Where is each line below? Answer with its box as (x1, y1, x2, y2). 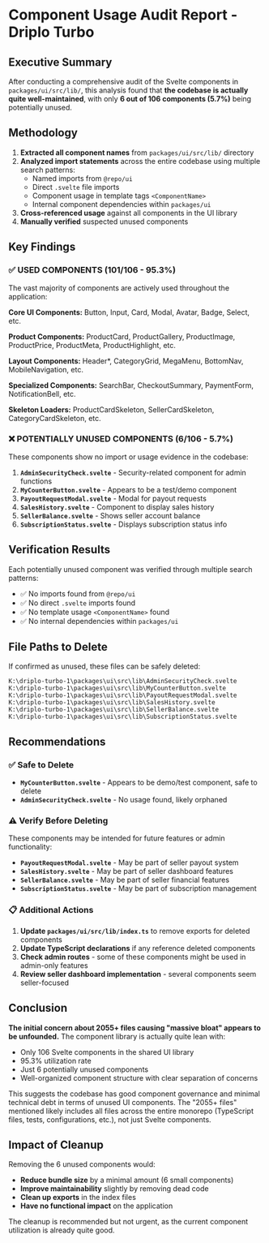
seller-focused (19, 978, 70, 987)
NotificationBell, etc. (8, 389, 76, 398)
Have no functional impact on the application (19, 1201, 173, 1211)
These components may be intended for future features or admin (8, 833, 225, 843)
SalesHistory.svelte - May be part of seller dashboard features (19, 867, 233, 876)
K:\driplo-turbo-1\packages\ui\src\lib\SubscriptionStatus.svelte (8, 712, 237, 721)
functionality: (8, 842, 53, 852)
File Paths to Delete (8, 640, 108, 654)
